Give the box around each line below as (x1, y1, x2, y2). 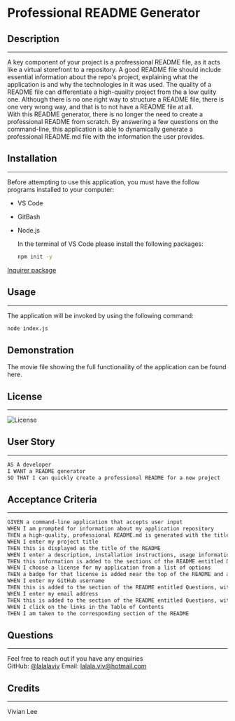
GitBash (17, 212, 41, 221)
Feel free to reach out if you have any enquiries (7, 654, 143, 663)
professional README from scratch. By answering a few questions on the (7, 118, 219, 125)
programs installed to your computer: (7, 185, 114, 193)
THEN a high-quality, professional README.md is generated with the (7, 532, 211, 539)
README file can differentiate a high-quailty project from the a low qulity (7, 88, 217, 96)
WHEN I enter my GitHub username (7, 577, 105, 584)
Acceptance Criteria (7, 493, 97, 505)
